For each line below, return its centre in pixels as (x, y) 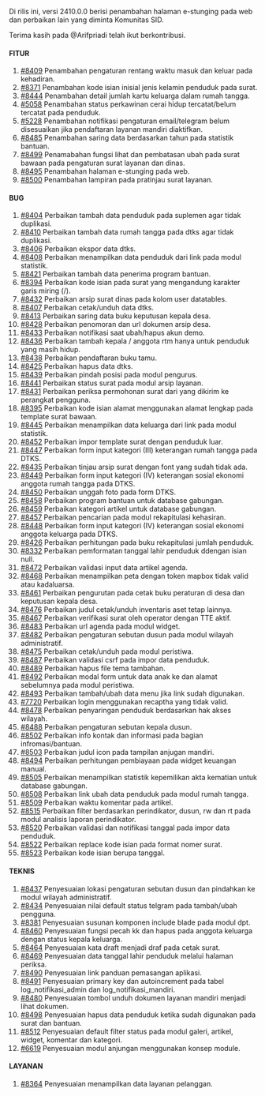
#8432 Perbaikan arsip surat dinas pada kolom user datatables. (123, 299)
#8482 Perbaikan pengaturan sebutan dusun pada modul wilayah (127, 635)
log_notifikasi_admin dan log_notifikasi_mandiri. (98, 989)
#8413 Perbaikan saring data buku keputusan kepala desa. (116, 316)
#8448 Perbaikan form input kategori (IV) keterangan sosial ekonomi (132, 526)
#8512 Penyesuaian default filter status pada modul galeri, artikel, (127, 1031)
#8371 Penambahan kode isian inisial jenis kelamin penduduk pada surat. (139, 88)
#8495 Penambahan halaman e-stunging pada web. (105, 171)
